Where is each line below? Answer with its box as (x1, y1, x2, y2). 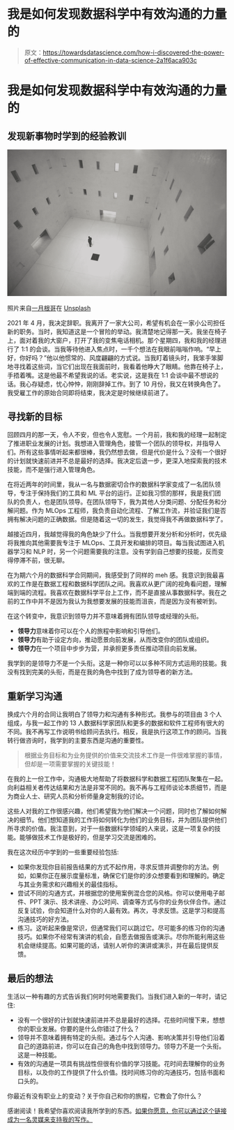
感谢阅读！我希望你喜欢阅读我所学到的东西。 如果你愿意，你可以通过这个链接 (7, 1107, 227, 1115)
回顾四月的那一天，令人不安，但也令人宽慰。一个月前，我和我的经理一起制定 (7, 431, 227, 439)
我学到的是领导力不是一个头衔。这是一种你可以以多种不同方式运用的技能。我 (7, 659, 227, 667)
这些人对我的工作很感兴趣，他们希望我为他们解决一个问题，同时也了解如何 (7, 807, 221, 815)
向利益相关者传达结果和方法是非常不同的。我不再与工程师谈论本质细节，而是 (7, 783, 227, 792)
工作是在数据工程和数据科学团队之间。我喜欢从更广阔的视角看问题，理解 (19, 580, 227, 588)
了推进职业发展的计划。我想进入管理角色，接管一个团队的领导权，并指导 (7, 439, 214, 447)
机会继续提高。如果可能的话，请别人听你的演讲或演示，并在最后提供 (17, 942, 213, 950)
